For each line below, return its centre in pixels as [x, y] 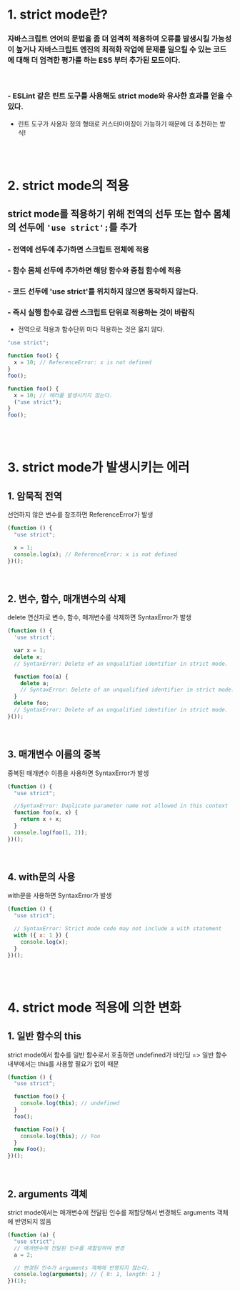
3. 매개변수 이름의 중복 [54, 754]
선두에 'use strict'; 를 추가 [77, 228]
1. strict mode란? [58, 15]
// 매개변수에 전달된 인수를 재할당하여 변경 [69, 1248]
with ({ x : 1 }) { [41, 936]
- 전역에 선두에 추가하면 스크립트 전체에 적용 [78, 249]
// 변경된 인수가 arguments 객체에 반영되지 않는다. [82, 1268]
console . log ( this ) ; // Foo [60, 1136]
